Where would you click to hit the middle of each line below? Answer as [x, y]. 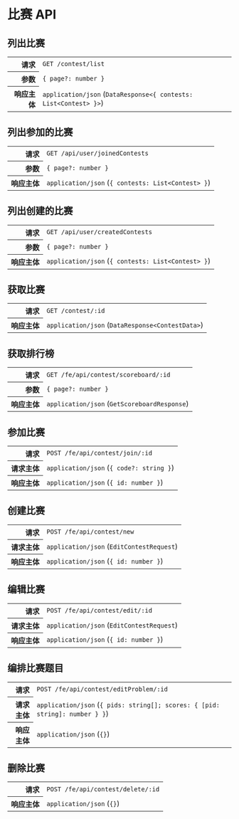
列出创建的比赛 [40, 211]
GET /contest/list [74, 64]
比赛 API [32, 15]
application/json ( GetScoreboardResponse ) [118, 404]
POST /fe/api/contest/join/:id [100, 453]
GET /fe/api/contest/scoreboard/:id [108, 375]
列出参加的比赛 [40, 132]
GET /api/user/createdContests [100, 232]
